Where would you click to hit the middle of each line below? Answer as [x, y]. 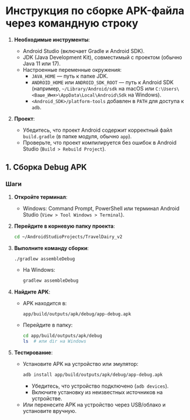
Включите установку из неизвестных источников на [97, 392]
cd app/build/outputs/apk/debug [62, 336]
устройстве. [47, 398]
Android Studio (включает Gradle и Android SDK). [84, 51]
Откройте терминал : [41, 197]
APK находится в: [45, 304]
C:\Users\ [167, 89]
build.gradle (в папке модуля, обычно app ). [77, 136]
